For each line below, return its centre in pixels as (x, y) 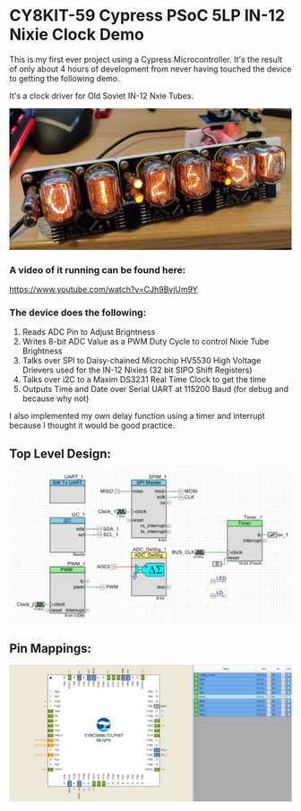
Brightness (42, 351)
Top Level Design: (60, 453)
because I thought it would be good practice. (92, 425)
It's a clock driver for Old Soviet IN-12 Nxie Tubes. (102, 96)
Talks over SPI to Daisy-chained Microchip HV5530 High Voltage (142, 361)
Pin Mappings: (51, 649)
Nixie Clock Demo (77, 34)
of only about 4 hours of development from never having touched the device (150, 69)
